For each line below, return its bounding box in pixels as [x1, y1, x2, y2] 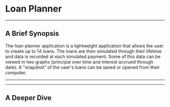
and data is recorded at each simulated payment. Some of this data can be [5, 54, 161, 60]
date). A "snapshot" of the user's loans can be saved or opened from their [5, 64, 160, 70]
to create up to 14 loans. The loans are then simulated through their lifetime [5, 48, 162, 54]
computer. [5, 69, 27, 76]
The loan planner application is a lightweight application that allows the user [5, 42, 163, 48]
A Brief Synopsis [5, 29, 59, 38]
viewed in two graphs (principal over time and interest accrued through [5, 59, 153, 65]
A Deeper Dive [5, 94, 52, 102]
